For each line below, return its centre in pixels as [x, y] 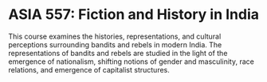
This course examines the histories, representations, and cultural [115, 36]
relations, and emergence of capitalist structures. [89, 69]
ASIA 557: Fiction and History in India [134, 15]
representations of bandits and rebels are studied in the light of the [118, 53]
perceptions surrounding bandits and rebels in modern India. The [115, 44]
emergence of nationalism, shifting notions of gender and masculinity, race [132, 61]
